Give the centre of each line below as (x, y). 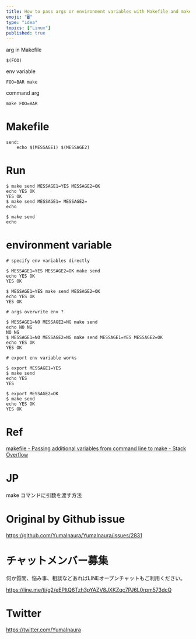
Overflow (17, 454)
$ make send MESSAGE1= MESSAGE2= (47, 202)
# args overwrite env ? (35, 312)
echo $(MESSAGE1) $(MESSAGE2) (53, 148)
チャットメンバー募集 (57, 560)
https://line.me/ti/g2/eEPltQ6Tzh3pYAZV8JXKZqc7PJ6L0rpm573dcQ (89, 590)
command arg (23, 93)
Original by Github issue (66, 519)
